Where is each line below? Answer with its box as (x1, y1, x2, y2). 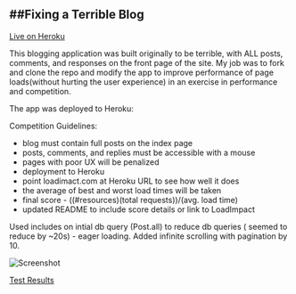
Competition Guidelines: (9, 120, 98, 131)
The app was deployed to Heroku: (9, 102, 134, 114)
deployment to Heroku (21, 166, 105, 176)
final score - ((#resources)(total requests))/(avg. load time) (21, 194, 239, 205)
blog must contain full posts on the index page (21, 137, 193, 148)
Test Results (9, 274, 55, 285)
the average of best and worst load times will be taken (21, 184, 222, 195)
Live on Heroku (9, 30, 65, 41)
